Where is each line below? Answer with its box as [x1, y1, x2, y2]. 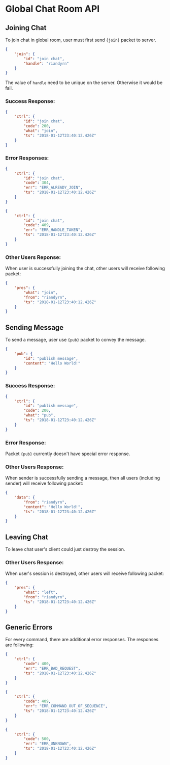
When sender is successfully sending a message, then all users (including [5, 475, 160, 481]
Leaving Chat [5, 533, 48, 541]
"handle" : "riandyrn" [23, 61, 70, 66]
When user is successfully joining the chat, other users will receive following [5, 266, 165, 272]
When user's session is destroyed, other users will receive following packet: [5, 570, 164, 576]
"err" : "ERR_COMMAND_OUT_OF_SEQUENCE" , [23, 704, 108, 709]
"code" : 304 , [23, 180, 51, 186]
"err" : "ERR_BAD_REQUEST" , [23, 666, 81, 671]
